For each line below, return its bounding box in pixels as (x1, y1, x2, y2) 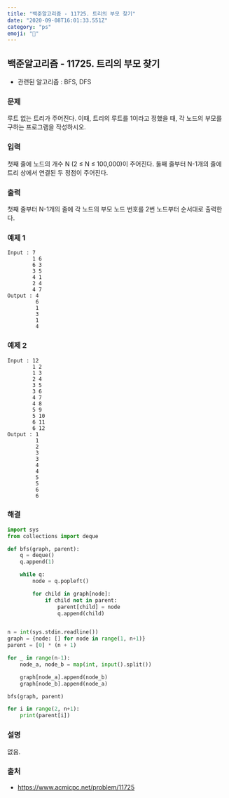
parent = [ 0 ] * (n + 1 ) (7, 642, 77, 649)
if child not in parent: (44, 596, 118, 604)
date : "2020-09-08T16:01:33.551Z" (7, 17, 109, 24)
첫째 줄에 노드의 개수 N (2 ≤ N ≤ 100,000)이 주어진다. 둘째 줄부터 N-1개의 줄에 (7, 159, 222, 168)
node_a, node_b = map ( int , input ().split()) (20, 661, 152, 668)
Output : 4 (7, 292, 39, 299)
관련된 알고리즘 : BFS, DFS (17, 78, 92, 86)
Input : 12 (7, 357, 39, 364)
